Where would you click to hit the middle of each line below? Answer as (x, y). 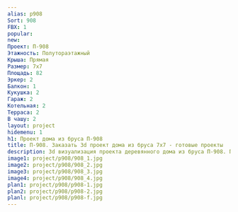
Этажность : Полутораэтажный (49, 54)
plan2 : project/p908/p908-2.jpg (55, 192)
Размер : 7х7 (25, 66)
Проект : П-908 (28, 47)
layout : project (31, 125)
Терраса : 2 (23, 112)
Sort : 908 (22, 20)
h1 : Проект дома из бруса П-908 (55, 139)
